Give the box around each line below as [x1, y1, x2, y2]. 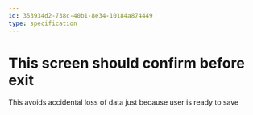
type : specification [8, 19, 78, 27]
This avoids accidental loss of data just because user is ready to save [8, 97, 239, 107]
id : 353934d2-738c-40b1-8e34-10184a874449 [8, 11, 153, 20]
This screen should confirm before [8, 54, 246, 72]
